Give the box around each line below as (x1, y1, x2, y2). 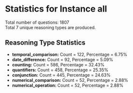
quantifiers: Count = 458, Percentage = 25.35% (12, 67, 109, 73)
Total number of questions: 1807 (5, 19, 69, 25)
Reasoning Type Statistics (5, 39, 86, 47)
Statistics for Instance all (5, 3, 107, 15)
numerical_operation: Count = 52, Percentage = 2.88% (12, 82, 124, 88)
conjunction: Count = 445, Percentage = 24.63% (12, 72, 111, 78)
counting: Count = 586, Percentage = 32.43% (12, 62, 105, 67)
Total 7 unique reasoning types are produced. (5, 24, 96, 30)
